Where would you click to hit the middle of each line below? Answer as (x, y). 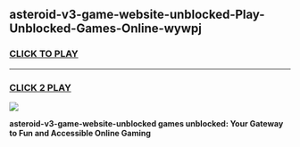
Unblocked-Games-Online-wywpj (106, 29)
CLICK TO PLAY (44, 54)
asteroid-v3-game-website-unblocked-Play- (137, 15)
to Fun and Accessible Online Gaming (80, 133)
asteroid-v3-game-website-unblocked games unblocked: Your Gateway (146, 123)
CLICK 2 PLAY (40, 87)
